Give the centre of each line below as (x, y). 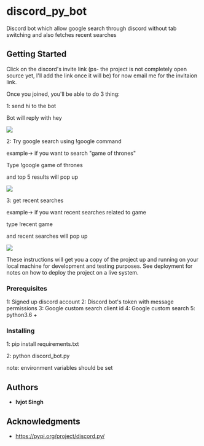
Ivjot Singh (29, 402)
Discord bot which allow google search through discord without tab (92, 28)
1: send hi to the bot (31, 106)
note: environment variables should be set (60, 368)
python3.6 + (22, 315)
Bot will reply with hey (34, 117)
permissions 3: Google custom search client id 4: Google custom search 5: (101, 308)
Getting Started (37, 54)
